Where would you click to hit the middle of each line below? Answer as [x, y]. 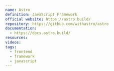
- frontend [21, 51]
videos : [13, 42]
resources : [17, 38]
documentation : [21, 28]
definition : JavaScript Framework [41, 14]
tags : [11, 47]
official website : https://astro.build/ [48, 19]
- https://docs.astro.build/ [40, 33]
